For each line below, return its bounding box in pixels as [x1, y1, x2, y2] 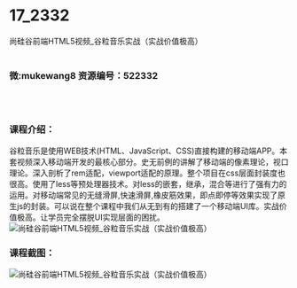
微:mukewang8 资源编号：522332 [9, 69, 158, 82]
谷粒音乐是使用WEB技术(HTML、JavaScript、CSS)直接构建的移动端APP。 [9, 145, 280, 156]
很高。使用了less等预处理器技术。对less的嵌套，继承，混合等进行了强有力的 [9, 178, 287, 189]
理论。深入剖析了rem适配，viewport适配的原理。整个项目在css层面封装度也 [9, 167, 285, 178]
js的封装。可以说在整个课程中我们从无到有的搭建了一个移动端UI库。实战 [16, 200, 279, 211]
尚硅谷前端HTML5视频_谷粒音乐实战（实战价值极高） [9, 35, 203, 46]
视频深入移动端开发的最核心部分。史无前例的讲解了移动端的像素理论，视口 [16, 156, 289, 167]
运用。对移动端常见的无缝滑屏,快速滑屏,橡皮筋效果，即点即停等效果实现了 [9, 190, 278, 200]
